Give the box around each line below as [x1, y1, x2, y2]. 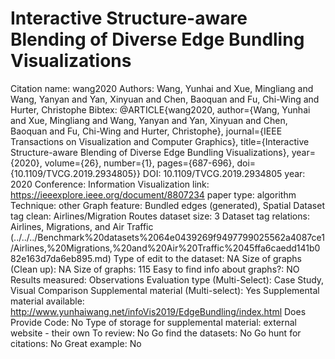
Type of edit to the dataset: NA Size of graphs [113, 252, 302, 264]
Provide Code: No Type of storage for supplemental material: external [10, 316, 297, 328]
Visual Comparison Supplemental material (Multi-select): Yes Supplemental [10, 284, 320, 296]
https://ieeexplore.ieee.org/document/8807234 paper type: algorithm [10, 188, 297, 201]
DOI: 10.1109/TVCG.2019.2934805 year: [142, 167, 306, 179]
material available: [10, 295, 85, 307]
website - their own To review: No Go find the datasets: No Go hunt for [10, 327, 302, 339]
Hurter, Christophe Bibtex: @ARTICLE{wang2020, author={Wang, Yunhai [10, 103, 311, 116]
